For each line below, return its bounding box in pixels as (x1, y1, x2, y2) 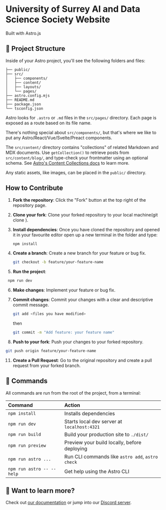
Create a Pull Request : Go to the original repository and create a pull (12, 357, 152, 363)
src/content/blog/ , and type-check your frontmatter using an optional (5, 154, 148, 161)
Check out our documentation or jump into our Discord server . (5, 500, 132, 506)
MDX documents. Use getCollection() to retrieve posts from (5, 149, 130, 155)
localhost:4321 (64, 424, 100, 430)
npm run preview (8, 442, 46, 448)
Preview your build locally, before (64, 439, 142, 446)
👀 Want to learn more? (5, 487, 75, 495)
